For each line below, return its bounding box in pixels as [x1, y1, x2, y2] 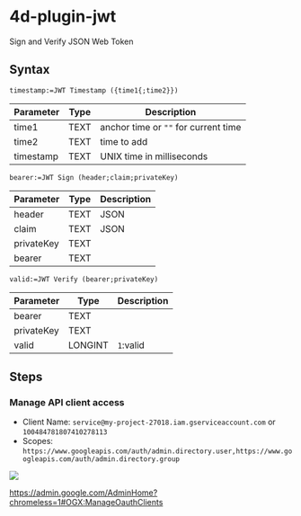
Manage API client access [9, 396, 125, 409]
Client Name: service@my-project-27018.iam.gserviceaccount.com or [22, 416, 276, 428]
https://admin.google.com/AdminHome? [9, 487, 158, 498]
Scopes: [22, 436, 54, 447]
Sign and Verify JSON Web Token [9, 36, 134, 47]
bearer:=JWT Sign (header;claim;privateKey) [9, 173, 179, 182]
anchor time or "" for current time [100, 120, 242, 133]
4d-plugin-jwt [9, 6, 117, 27]
